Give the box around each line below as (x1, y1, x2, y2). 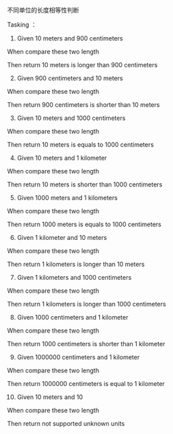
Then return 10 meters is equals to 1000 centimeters (7, 141, 154, 149)
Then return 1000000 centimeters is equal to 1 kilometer (7, 380, 165, 387)
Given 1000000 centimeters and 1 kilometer (16, 353, 140, 361)
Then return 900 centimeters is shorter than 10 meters (7, 101, 160, 108)
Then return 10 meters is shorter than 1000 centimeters (7, 180, 163, 189)
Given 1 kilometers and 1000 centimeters (16, 274, 132, 281)
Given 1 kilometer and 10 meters (16, 234, 107, 241)
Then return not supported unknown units (7, 420, 125, 427)
